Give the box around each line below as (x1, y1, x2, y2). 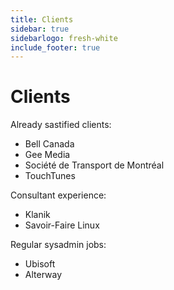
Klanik (24, 209, 51, 221)
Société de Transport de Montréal (24, 159, 165, 171)
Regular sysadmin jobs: (10, 239, 107, 251)
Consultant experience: (10, 189, 107, 201)
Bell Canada (24, 138, 75, 150)
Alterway (24, 269, 63, 281)
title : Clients (10, 14, 74, 25)
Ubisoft (24, 258, 56, 270)
